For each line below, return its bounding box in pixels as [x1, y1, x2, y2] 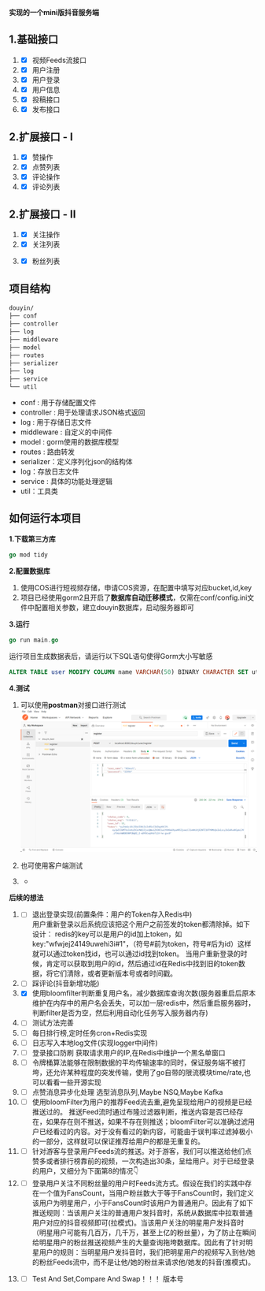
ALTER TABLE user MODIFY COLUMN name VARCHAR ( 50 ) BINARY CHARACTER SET [9, 668, 248, 676]
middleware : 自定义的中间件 [20, 427, 113, 437]
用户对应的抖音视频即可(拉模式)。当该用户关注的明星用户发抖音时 [31, 1218, 245, 1228]
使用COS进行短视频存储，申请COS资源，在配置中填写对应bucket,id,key [20, 582, 252, 592]
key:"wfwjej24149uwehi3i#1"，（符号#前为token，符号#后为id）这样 [31, 939, 252, 949]
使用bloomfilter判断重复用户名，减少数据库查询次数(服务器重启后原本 [31, 988, 256, 998]
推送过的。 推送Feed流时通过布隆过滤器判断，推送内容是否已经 [31, 1107, 237, 1116]
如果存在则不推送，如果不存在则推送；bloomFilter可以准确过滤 [46, 1117, 248, 1126]
